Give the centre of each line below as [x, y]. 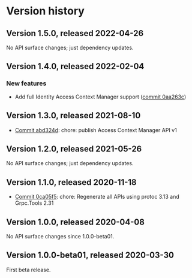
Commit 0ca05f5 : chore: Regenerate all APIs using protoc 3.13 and [97, 197]
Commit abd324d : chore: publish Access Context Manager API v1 [96, 130]
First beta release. [28, 270]
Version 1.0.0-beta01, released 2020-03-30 [90, 255]
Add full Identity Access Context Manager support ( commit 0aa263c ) [100, 97]
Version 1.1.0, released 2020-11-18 [71, 182]
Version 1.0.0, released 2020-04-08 [76, 222]
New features [26, 83]
